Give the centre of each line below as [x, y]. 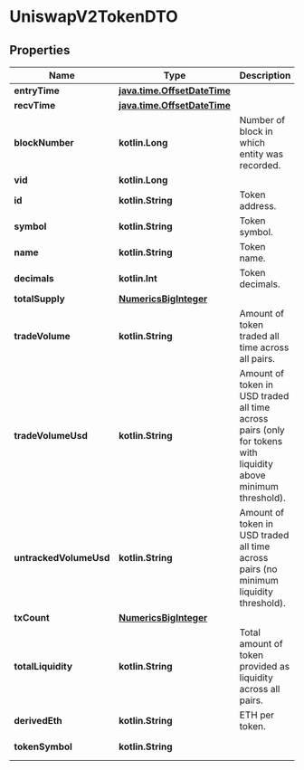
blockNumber [44, 143]
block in [256, 131]
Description [265, 76]
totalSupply [39, 299]
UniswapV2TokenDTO [94, 17]
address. [258, 206]
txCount [32, 618]
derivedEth [38, 721]
